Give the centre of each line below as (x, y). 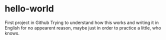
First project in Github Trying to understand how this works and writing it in (82, 22)
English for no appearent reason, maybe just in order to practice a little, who (83, 27)
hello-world (29, 9)
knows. (12, 33)
